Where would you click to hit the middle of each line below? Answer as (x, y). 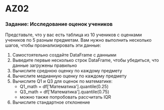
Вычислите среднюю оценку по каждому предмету (67, 71)
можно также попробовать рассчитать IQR (65, 97)
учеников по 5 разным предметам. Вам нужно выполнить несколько (79, 40)
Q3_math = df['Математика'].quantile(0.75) (64, 92)
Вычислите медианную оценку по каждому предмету (69, 76)
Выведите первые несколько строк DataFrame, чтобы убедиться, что (86, 60)
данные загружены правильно (45, 65)
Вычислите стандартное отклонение (51, 103)
